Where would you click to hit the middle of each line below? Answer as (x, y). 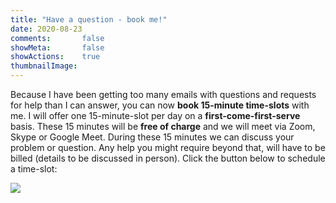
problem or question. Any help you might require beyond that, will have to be (168, 147)
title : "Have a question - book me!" (89, 19)
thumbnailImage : (44, 66)
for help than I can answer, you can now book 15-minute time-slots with (160, 105)
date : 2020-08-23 (46, 29)
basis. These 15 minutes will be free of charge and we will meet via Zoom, (163, 126)
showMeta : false (57, 47)
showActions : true (55, 57)
